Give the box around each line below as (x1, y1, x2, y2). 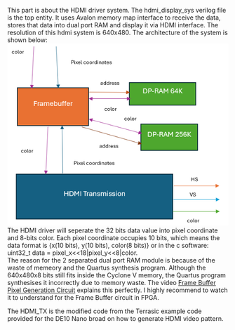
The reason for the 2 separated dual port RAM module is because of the (7, 256, 215, 265)
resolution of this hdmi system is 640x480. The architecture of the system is (7, 28, 228, 37)
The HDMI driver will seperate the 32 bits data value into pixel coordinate (7, 226, 218, 235)
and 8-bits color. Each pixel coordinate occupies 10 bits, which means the (7, 234, 220, 242)
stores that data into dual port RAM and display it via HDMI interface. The (7, 21, 219, 29)
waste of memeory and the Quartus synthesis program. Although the (7, 263, 206, 272)
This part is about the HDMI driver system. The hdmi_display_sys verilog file (7, 6, 227, 14)
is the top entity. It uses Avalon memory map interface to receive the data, (7, 13, 221, 22)
